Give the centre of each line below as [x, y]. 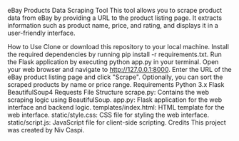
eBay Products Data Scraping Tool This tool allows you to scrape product [115, 10]
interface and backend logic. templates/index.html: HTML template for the [116, 107]
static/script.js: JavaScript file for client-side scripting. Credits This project [117, 122]
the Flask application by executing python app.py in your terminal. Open [113, 62]
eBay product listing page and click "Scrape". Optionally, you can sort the [115, 77]
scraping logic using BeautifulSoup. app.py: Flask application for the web [115, 100]
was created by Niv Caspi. [46, 130]
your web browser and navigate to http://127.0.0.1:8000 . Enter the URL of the [119, 69]
